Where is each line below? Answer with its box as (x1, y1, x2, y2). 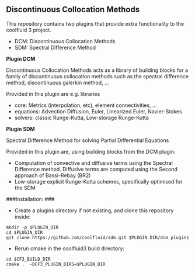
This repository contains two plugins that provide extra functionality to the (6, 20, 184, 27)
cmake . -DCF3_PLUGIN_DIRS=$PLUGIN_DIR (6, 261, 106, 267)
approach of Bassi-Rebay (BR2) (14, 172, 91, 179)
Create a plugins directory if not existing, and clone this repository (14, 207, 174, 214)
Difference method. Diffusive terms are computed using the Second (14, 165, 178, 172)
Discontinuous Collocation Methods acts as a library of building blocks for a (6, 67, 189, 74)
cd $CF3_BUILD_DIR (6, 256, 51, 262)
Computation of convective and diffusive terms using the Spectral (14, 159, 173, 166)
